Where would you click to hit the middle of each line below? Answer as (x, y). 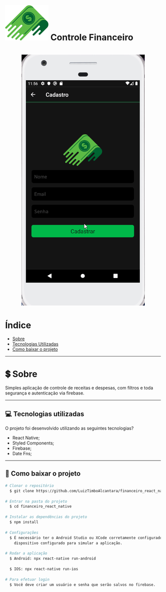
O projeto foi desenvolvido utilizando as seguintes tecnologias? (69, 428)
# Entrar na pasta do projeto (36, 501)
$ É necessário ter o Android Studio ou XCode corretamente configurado (86, 538)
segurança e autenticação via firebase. (45, 393)
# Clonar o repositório (30, 486)
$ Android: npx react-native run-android (53, 559)
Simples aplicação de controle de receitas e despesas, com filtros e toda (79, 388)
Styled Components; (33, 443)
